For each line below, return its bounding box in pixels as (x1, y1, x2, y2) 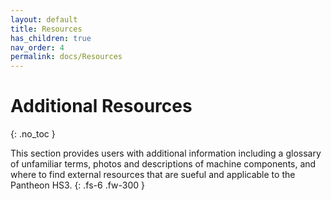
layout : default (10, 14, 78, 25)
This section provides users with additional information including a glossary (10, 147, 322, 160)
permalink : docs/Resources (10, 52, 123, 62)
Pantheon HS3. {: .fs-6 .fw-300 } (10, 179, 146, 191)
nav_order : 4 (10, 42, 65, 53)
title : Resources (10, 24, 83, 34)
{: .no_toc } (10, 128, 56, 140)
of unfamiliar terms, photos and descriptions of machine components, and (10, 158, 317, 170)
